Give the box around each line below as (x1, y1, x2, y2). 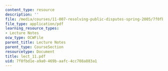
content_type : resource (5, 7, 55, 12)
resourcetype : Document (5, 49, 55, 54)
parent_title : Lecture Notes (5, 40, 66, 45)
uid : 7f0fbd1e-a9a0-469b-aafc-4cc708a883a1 (5, 58, 97, 63)
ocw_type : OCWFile (5, 35, 43, 40)
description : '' (5, 12, 39, 17)
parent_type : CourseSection (5, 44, 64, 49)
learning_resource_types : (5, 26, 59, 31)
